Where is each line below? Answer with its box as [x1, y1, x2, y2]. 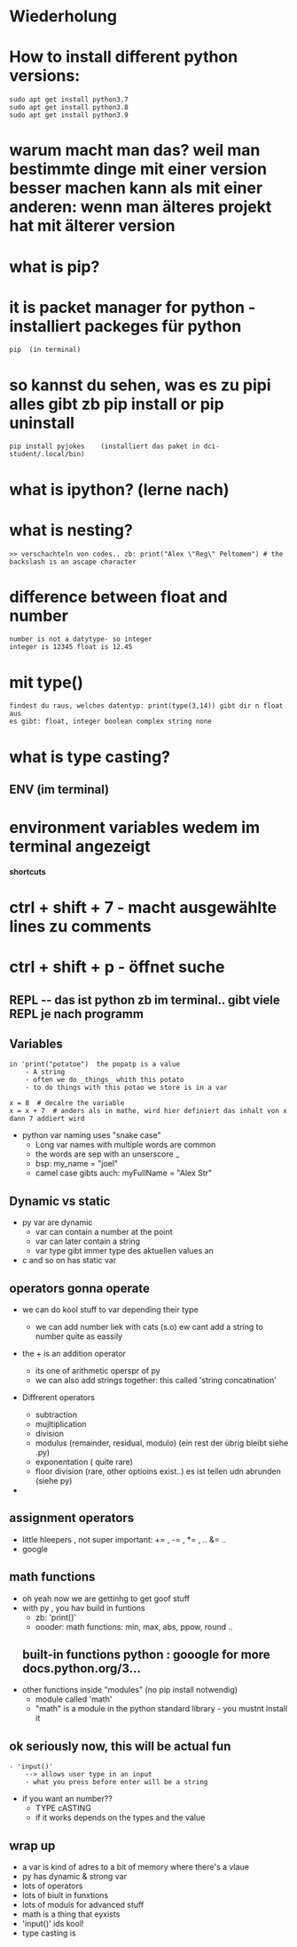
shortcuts [9, 866, 46, 877]
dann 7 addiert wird [9, 1114, 86, 1124]
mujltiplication [35, 1418, 87, 1429]
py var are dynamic [21, 1217, 93, 1228]
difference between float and [9, 587, 228, 606]
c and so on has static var [21, 1255, 117, 1266]
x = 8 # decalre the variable [9, 1099, 125, 1108]
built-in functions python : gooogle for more [21, 1647, 270, 1662]
